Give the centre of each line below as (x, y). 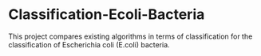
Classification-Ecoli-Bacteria (107, 15)
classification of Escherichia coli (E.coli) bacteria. (89, 44)
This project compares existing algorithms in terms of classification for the (130, 36)
